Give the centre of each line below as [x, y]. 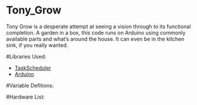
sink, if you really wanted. [37, 45]
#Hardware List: [26, 97]
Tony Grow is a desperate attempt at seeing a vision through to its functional [98, 26]
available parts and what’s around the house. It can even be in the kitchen [95, 39]
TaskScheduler [33, 67]
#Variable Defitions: [30, 85]
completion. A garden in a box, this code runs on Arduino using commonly [96, 32]
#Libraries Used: [26, 56]
